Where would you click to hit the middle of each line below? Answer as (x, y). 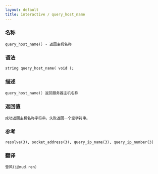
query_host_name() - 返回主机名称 (38, 44)
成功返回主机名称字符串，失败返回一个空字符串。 (48, 118)
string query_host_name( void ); (40, 68)
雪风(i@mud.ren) (21, 167)
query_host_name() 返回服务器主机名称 (42, 93)
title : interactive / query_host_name (45, 14)
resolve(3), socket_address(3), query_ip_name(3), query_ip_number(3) (79, 142)
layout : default (22, 10)
